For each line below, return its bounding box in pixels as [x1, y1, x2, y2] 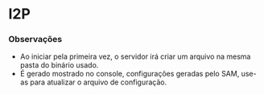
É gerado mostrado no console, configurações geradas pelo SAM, [19, 69, 240, 79]
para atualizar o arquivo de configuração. [29, 77, 167, 87]
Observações [8, 34, 63, 45]
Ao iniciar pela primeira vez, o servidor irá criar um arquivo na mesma [19, 52, 251, 61]
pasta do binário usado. [19, 60, 99, 70]
